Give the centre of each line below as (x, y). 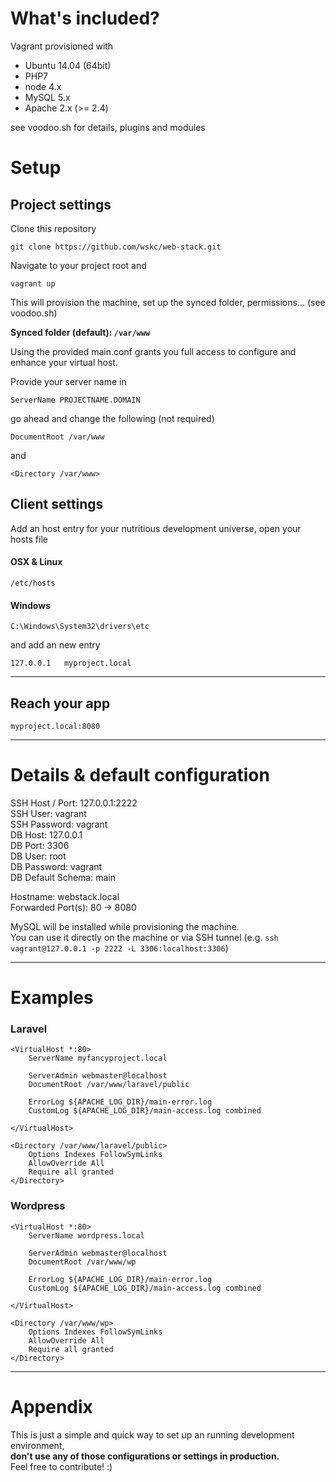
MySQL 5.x (47, 97)
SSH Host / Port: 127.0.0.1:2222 (74, 803)
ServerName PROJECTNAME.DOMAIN (75, 400)
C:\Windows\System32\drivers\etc (80, 627)
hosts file (29, 539)
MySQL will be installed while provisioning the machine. (125, 926)
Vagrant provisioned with (62, 46)
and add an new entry (55, 645)
